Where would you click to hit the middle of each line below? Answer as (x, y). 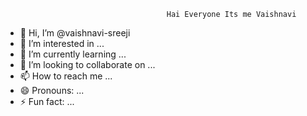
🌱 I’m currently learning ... (73, 54)
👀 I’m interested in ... (62, 43)
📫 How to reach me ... (66, 76)
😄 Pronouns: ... (52, 90)
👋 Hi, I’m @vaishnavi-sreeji (75, 33)
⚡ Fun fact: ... (47, 101)
